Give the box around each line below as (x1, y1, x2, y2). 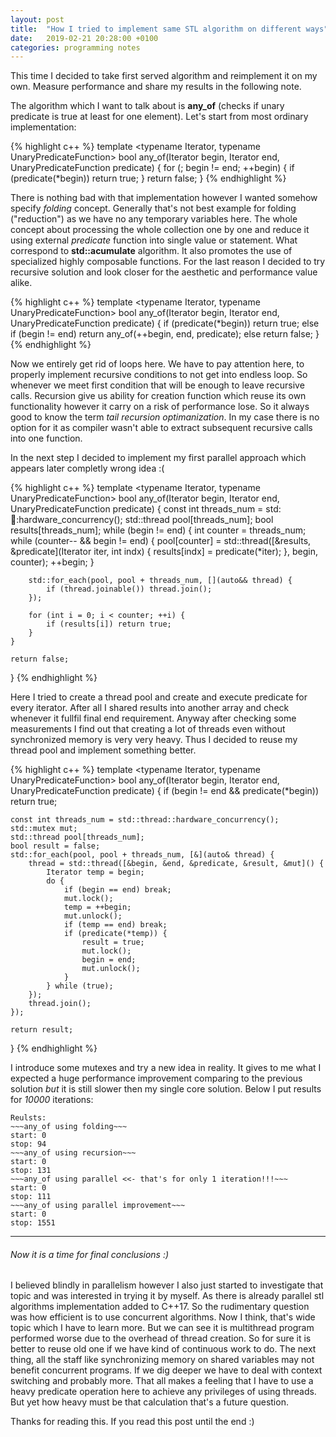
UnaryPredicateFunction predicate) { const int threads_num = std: (10, 503, 282, 515)
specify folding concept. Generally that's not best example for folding (10, 202, 297, 215)
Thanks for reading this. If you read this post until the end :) (10, 1416, 255, 1428)
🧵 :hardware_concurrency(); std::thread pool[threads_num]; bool (10, 514, 274, 526)
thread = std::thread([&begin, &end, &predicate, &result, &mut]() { (28, 859, 325, 869)
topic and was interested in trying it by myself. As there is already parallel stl (10, 1290, 325, 1302)
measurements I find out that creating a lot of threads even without (10, 723, 286, 735)
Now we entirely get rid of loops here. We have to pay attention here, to (10, 358, 305, 370)
